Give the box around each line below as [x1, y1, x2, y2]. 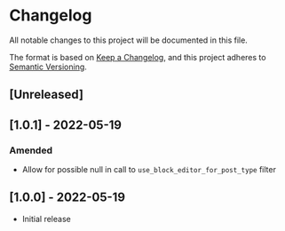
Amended [9, 144, 53, 156]
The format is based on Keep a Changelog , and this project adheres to [9, 52, 266, 62]
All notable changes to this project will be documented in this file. [9, 35, 249, 45]
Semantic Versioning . [9, 61, 87, 72]
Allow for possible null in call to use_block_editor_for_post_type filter [21, 164, 277, 175]
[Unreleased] [9, 87, 84, 102]
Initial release [21, 213, 71, 224]
